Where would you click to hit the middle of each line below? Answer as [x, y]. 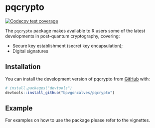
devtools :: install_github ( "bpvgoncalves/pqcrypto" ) [60, 92]
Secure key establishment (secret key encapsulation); [68, 45]
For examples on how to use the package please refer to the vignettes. [78, 120]
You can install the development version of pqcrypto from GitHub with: [78, 78]
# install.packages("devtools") [39, 88]
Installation [23, 67]
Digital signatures [30, 51]
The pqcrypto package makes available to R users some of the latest [75, 30]
